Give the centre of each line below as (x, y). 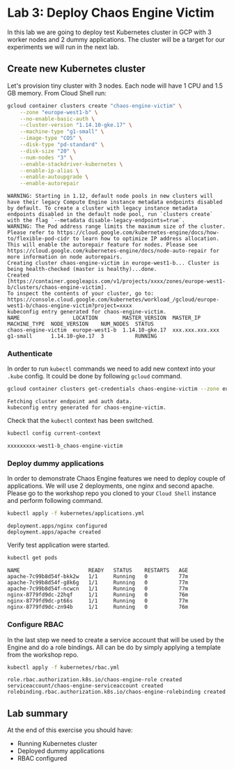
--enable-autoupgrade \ (54, 177)
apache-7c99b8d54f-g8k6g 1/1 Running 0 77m (98, 583)
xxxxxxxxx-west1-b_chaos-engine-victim (65, 446)
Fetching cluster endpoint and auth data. (70, 402)
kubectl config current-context (54, 433)
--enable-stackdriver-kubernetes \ (71, 164)
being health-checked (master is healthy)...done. (82, 270)
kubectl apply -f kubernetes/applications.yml (76, 513)
